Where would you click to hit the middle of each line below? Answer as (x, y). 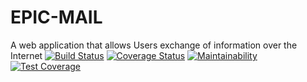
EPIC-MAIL (56, 17)
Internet (26, 55)
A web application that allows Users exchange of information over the (154, 45)
